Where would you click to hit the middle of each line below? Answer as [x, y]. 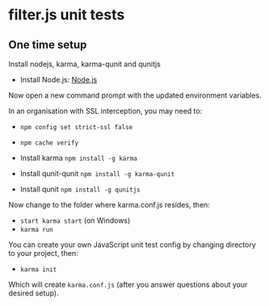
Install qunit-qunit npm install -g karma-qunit [97, 174]
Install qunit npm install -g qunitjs [80, 189]
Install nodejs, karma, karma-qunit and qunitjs [85, 64]
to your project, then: [43, 253]
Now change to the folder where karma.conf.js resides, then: [109, 205]
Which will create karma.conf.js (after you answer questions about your [128, 285]
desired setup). [34, 293]
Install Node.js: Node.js [59, 80]
